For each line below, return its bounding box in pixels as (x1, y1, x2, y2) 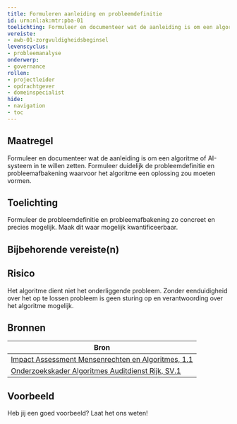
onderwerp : (7, 57, 39, 64)
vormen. (7, 176, 32, 184)
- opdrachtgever (7, 83, 55, 90)
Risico (7, 268, 35, 280)
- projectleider (7, 76, 55, 83)
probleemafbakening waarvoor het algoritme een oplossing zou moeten (7, 169, 216, 177)
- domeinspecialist (7, 89, 65, 96)
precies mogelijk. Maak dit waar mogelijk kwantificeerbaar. (7, 223, 178, 232)
